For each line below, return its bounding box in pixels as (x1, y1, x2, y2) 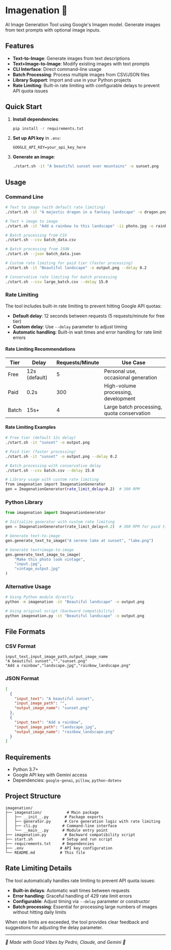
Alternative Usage (5, 583, 51, 590)
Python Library (5, 499, 43, 505)
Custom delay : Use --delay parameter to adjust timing (12, 323, 127, 329)
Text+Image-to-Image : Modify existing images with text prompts (12, 61, 150, 67)
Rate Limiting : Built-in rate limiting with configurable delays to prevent (12, 82, 160, 88)
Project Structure (5, 792, 61, 801)
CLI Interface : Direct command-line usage (12, 66, 102, 72)
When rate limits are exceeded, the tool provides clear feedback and (5, 919, 149, 925)
